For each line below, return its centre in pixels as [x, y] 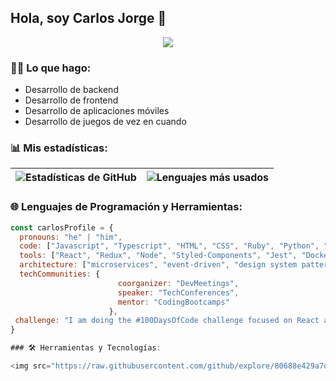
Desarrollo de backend [71, 90]
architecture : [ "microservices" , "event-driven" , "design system [158, 265]
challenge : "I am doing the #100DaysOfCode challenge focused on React [167, 321]
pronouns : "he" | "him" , [71, 237]
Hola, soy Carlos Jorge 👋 [88, 18]
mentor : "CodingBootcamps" [173, 302]
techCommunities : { [60, 274]
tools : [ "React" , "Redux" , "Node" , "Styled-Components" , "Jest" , [158, 256]
